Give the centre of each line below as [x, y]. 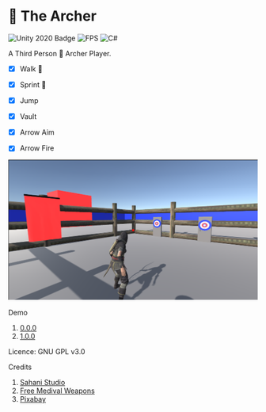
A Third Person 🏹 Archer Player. [60, 53]
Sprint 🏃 [33, 85]
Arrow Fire [37, 148]
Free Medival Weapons [57, 391]
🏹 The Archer [53, 16]
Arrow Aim [37, 132]
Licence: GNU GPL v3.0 [47, 352]
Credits [20, 367]
